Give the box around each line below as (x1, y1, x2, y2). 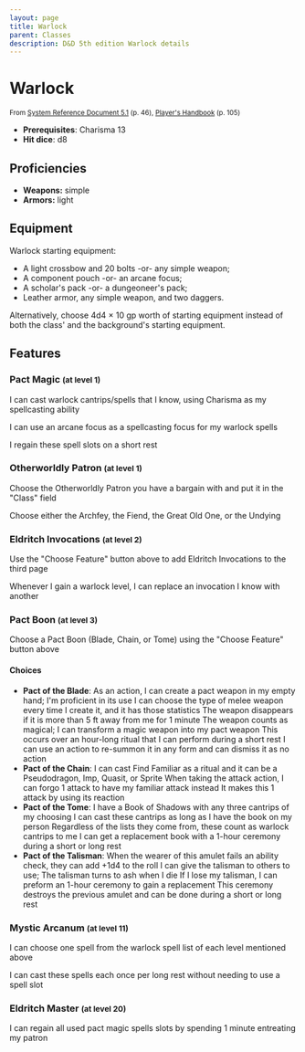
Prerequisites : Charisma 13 (22, 124, 126, 135)
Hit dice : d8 (22, 134, 68, 145)
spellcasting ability (9, 404, 80, 415)
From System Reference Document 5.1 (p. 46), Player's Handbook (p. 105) (9, 109, 240, 118)
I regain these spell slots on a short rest (9, 439, 158, 450)
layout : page (9, 13, 59, 23)
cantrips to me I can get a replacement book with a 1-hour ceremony (22, 830, 281, 841)
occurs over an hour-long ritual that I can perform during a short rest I (22, 733, 286, 744)
